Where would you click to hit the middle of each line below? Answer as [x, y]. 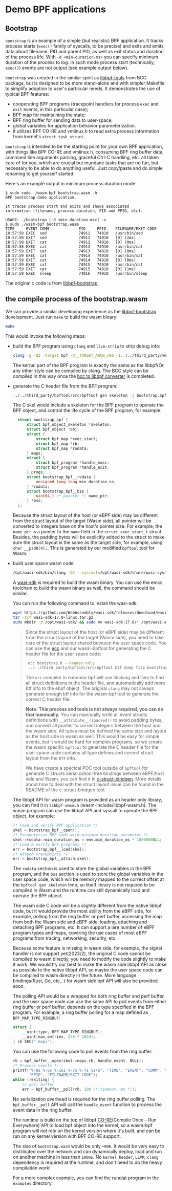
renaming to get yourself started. [40, 174]
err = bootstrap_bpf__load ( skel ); [49, 849]
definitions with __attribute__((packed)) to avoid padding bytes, [94, 720]
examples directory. [33, 1183]
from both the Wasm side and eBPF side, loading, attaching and [80, 922]
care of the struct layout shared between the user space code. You [96, 643]
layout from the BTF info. [51, 758]
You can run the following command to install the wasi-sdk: [75, 603]
